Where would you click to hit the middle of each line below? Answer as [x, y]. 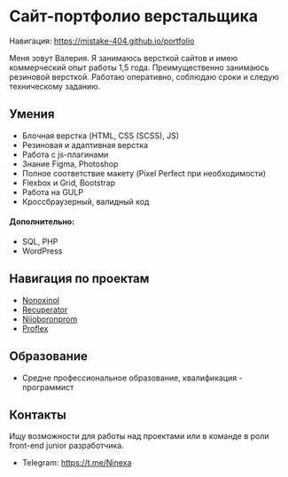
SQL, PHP [40, 241]
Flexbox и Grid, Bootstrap [69, 183]
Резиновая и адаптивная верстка [85, 145]
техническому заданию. [55, 86]
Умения [32, 114]
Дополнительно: [42, 222]
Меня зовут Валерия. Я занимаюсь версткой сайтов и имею [124, 58]
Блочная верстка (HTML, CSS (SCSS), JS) [101, 136]
